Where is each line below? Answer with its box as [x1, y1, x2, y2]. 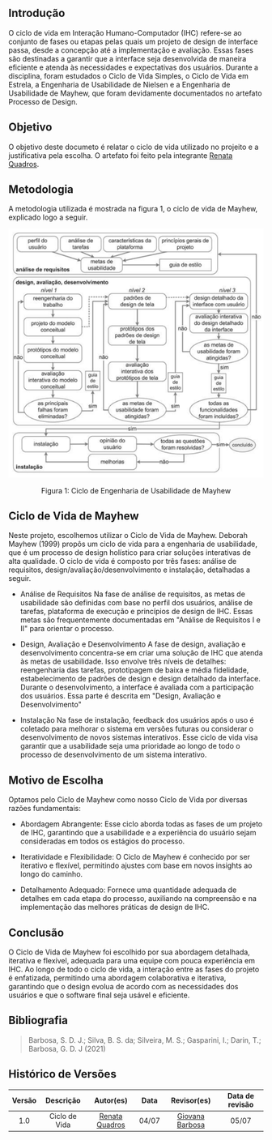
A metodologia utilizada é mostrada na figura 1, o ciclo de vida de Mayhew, [8, 204, 258, 214]
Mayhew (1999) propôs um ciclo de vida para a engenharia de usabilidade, [8, 539, 257, 549]
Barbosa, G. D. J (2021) [28, 1044, 107, 1053]
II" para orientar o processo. [19, 624, 115, 634]
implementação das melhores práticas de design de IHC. [19, 903, 210, 912]
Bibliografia [8, 1014, 69, 1027]
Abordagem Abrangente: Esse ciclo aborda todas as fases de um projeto [19, 819, 263, 829]
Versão [11, 1095, 37, 1105]
